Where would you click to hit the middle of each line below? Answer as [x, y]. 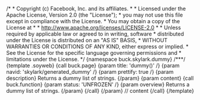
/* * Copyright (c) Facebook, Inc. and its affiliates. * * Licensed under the [96, 9]
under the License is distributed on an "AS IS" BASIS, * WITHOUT [87, 40]
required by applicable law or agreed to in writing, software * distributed [95, 34]
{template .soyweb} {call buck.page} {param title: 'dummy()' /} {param [93, 65]
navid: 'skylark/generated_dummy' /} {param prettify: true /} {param [90, 72]
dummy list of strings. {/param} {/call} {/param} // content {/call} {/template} [100, 91]
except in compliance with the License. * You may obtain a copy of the [93, 21]
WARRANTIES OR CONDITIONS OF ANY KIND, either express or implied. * [97, 46]
